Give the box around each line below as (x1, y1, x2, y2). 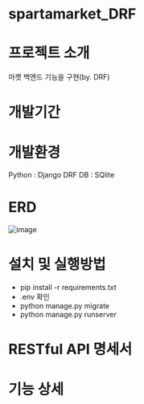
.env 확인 (19, 292, 50, 302)
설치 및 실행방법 (8, 255, 106, 274)
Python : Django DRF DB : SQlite (8, 170, 115, 180)
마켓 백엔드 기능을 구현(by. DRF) (8, 72, 110, 82)
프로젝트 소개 (8, 44, 90, 63)
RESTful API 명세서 (8, 341, 133, 358)
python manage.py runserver (19, 310, 117, 320)
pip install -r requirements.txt (19, 283, 117, 292)
